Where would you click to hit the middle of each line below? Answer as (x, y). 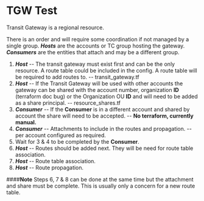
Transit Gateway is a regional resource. (55, 27)
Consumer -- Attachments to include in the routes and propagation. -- (103, 129)
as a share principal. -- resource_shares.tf (68, 103)
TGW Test (32, 11)
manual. (26, 122)
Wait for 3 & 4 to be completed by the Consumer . (77, 141)
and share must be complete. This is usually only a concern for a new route (101, 186)
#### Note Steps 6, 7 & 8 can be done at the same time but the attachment (100, 179)
